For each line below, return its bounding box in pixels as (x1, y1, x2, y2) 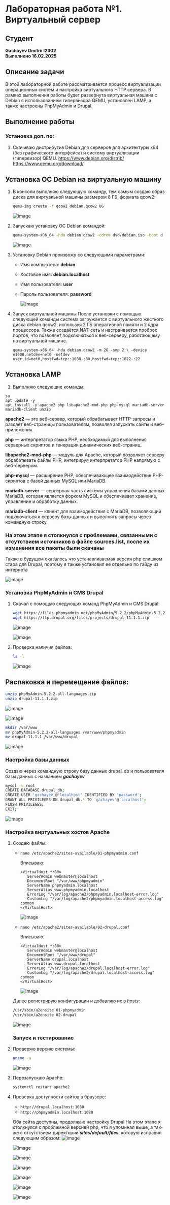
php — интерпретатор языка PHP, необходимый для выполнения (5, 436, 147, 442)
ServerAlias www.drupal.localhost (27, 961, 100, 967)
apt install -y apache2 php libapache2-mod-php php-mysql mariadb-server (5, 402, 165, 407)
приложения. (5, 426, 34, 432)
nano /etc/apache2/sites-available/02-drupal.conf (20, 925, 130, 930)
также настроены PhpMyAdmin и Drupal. (5, 103, 93, 109)
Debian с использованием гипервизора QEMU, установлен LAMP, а (5, 97, 152, 103)
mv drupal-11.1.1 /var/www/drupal (5, 735, 79, 740)
